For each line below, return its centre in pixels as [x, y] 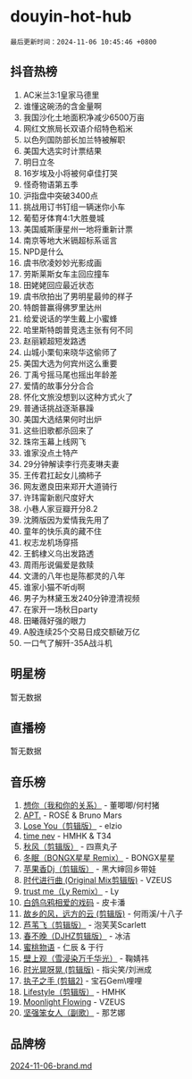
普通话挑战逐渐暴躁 [58, 408]
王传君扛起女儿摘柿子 [62, 475]
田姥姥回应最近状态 [58, 285]
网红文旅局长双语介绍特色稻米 [78, 128]
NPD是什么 [43, 251]
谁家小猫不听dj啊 [54, 587]
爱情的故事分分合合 [58, 386]
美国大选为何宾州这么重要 [70, 363]
